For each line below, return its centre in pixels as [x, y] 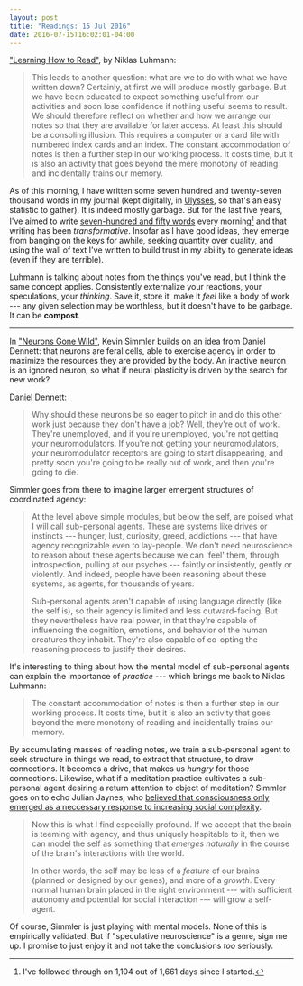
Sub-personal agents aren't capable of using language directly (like [156, 602]
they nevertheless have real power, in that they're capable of [144, 621]
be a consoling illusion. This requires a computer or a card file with [155, 135]
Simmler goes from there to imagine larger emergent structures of [132, 490]
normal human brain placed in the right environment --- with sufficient [162, 890]
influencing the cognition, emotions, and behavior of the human [149, 630]
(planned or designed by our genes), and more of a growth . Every [153, 880]
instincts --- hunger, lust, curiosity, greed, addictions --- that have [154, 536]
